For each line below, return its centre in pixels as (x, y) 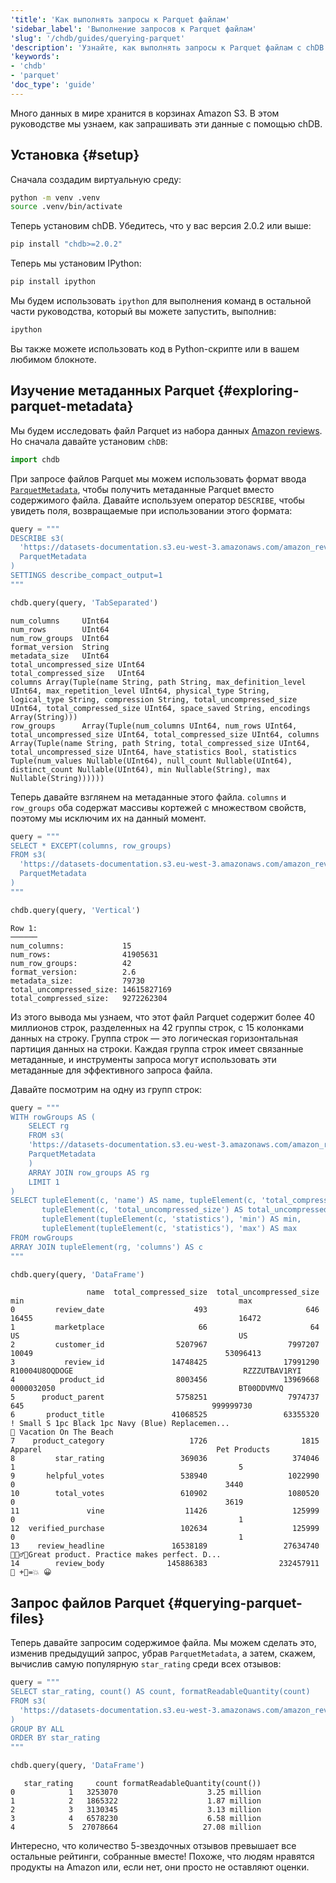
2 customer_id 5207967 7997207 (165, 1345)
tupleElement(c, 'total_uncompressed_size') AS (142, 1210)
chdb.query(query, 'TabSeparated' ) (84, 602)
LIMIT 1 (44, 1182)
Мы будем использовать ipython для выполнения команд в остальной (161, 301)
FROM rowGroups (42, 1237)
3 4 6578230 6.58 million (136, 1819)
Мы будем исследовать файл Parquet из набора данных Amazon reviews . (166, 430)
